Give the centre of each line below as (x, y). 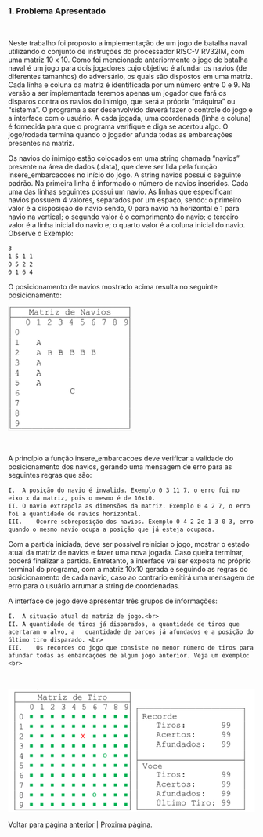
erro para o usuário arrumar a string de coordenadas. (94, 586)
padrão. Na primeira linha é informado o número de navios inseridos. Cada (128, 184)
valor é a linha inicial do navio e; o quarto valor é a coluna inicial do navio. (127, 225)
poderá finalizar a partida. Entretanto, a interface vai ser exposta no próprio (130, 561)
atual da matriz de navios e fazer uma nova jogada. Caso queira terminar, (126, 553)
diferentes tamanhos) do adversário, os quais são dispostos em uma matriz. (130, 77)
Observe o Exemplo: (41, 234)
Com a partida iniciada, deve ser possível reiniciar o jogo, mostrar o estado (129, 544)
